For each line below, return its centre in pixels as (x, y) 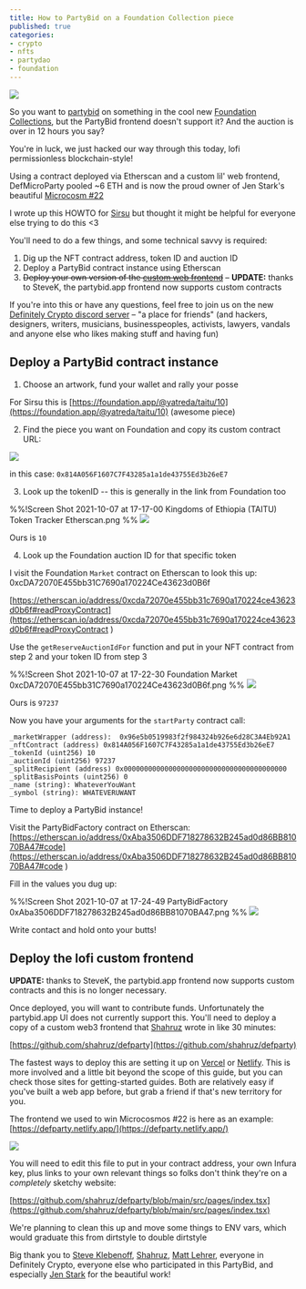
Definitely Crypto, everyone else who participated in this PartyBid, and (142, 1264)
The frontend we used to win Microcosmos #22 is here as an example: (142, 1119)
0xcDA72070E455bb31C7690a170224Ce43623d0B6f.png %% (127, 685)
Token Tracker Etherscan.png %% (74, 519)
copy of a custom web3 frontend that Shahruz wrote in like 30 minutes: (143, 1027)
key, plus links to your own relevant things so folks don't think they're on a (148, 1172)
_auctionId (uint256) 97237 (63, 761)
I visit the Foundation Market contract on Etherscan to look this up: (133, 573)
